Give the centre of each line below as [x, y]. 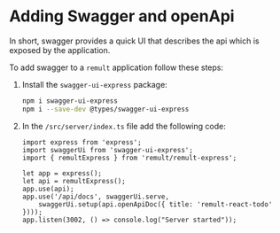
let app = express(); [62, 173]
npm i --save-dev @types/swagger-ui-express [105, 109]
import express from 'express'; [82, 142]
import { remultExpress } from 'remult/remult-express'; [129, 158]
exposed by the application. [60, 50]
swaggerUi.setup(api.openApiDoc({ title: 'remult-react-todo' [156, 204]
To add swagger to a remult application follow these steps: [117, 67]
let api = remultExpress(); [74, 181]
